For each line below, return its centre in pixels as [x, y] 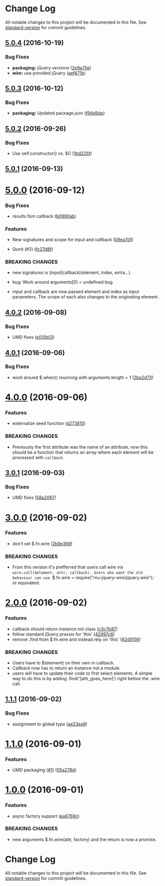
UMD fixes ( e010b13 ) [33, 337]
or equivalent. [26, 583]
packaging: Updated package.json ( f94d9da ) [58, 113]
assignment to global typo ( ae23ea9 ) [50, 724]
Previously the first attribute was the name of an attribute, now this [80, 447]
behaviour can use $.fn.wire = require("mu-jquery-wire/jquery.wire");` [84, 578]
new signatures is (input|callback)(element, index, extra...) [71, 273]
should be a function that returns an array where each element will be [83, 452]
